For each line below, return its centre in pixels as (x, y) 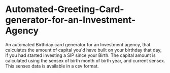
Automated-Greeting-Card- (65, 9)
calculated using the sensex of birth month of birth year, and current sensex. (85, 60)
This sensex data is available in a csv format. (52, 66)
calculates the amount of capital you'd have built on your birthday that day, (83, 50)
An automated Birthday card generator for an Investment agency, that (78, 44)
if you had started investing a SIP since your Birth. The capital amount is (80, 55)
